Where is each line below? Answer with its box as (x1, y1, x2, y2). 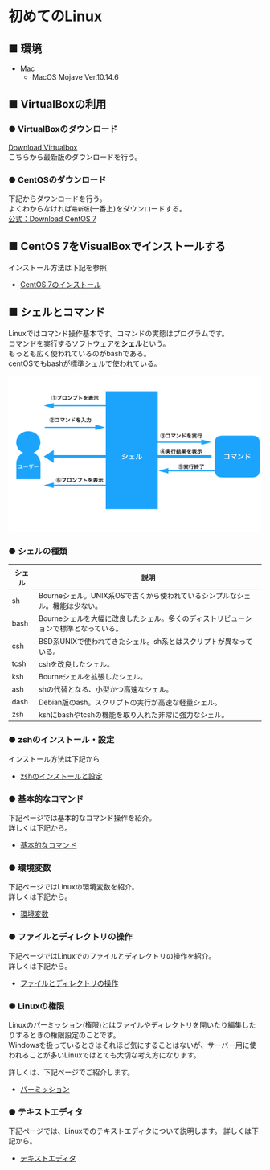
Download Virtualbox (8, 142, 78, 152)
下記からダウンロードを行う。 (8, 194, 107, 203)
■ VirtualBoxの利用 (8, 97, 107, 111)
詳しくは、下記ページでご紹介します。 (8, 1067, 135, 1077)
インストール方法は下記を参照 (8, 262, 107, 272)
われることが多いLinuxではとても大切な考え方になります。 (8, 1050, 201, 1060)
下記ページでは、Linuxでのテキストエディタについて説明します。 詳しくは (8, 1127, 252, 1136)
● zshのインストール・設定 (8, 734, 115, 745)
